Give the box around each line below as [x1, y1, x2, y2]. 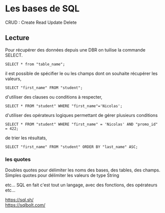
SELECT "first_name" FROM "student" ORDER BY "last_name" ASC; [5, 144, 138, 149]
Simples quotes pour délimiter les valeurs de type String [5, 172, 120, 178]
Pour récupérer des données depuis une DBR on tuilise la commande [5, 47, 146, 53]
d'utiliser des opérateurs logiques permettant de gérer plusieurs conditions [5, 112, 158, 118]
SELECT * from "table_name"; [5, 61, 65, 67]
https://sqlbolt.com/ [5, 202, 45, 208]
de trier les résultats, [5, 135, 47, 141]
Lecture [5, 34, 30, 42]
